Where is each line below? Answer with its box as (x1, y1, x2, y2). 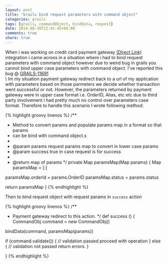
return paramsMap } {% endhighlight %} (5, 184, 89, 190)
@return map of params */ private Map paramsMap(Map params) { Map (12, 159, 161, 165)
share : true (5, 36, 30, 41)
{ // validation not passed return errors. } (5, 243, 89, 249)
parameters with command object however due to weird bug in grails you (5, 60, 156, 66)
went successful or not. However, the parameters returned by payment (5, 86, 152, 92)
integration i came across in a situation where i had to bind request (5, 54, 143, 60)
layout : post (5, 7, 33, 13)
